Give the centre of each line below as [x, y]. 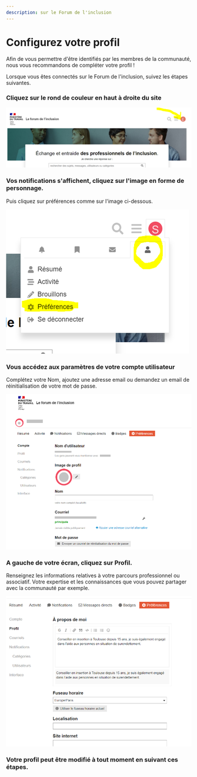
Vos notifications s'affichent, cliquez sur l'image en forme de [95, 181]
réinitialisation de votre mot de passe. [51, 386]
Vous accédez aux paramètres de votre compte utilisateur [91, 367]
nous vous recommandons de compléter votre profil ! [71, 65]
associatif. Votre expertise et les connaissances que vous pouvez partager [96, 582]
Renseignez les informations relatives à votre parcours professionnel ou [93, 576]
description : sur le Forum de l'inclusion [59, 12]
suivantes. [19, 83]
